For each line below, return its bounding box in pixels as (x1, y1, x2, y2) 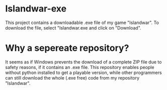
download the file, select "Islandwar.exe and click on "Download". (5, 24, 142, 30)
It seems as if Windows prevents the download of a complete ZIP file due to (5, 58, 162, 65)
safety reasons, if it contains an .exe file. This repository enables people (5, 64, 154, 70)
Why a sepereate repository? (5, 42, 129, 54)
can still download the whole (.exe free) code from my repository (5, 74, 140, 80)
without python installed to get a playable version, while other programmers (5, 69, 162, 75)
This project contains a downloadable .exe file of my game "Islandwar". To (5, 19, 159, 25)
